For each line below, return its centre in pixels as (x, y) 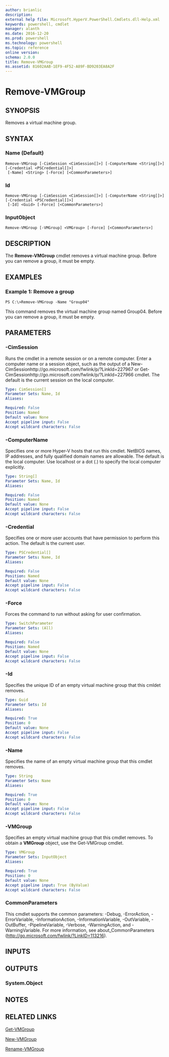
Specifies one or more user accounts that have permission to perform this (82, 538)
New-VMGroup (21, 1039)
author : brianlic (24, 10)
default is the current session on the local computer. (60, 380)
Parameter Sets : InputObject (36, 857)
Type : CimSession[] (26, 389)
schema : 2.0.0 (20, 57)
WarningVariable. (23, 930)
